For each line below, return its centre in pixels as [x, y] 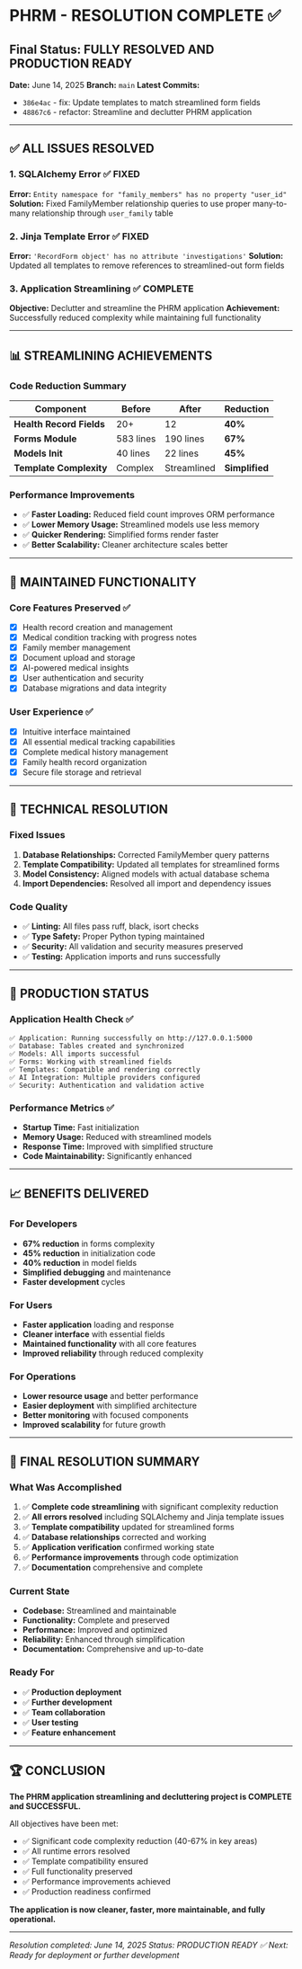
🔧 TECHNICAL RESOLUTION [89, 810]
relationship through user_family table [102, 213]
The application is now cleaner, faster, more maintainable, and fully [138, 1910]
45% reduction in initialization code [89, 1253]
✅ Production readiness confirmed [86, 1892]
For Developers [44, 1224]
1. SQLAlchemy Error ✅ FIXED [75, 174]
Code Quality [39, 906]
